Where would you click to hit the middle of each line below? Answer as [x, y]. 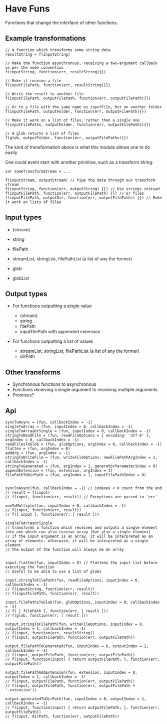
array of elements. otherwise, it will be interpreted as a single [77, 541]
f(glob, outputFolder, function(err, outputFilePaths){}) [67, 138]
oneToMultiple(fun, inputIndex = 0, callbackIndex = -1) [66, 506]
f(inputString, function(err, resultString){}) [56, 72]
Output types [26, 294]
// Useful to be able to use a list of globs [53, 571]
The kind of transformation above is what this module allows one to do [78, 147]
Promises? [23, 395]
